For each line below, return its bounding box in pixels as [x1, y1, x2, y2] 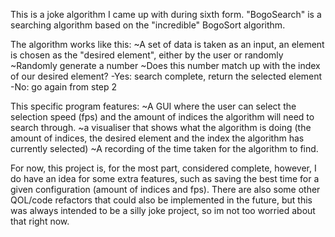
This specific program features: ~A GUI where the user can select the [10, 100, 297, 112]
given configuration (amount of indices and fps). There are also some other [10, 184, 321, 195]
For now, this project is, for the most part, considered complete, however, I [10, 162, 317, 174]
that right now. [10, 215, 70, 227]
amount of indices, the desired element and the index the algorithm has [10, 132, 305, 144]
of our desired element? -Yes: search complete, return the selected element [10, 70, 323, 82]
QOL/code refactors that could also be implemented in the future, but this [10, 194, 313, 206]
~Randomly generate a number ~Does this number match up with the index [10, 60, 321, 71]
